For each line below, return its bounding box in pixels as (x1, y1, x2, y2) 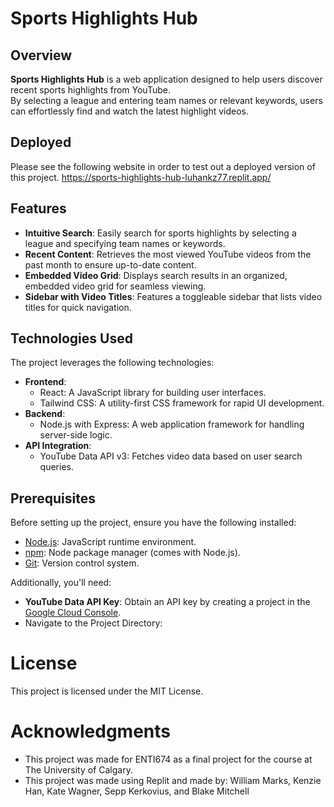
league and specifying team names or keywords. (24, 237, 226, 249)
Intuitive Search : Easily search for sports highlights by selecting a (24, 227, 297, 239)
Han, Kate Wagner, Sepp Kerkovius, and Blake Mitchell (24, 785, 250, 797)
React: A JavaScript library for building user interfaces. (39, 387, 267, 399)
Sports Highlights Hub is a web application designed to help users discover (10, 73, 323, 85)
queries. (39, 461, 74, 473)
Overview (10, 47, 73, 64)
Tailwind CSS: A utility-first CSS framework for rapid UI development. (39, 397, 325, 409)
